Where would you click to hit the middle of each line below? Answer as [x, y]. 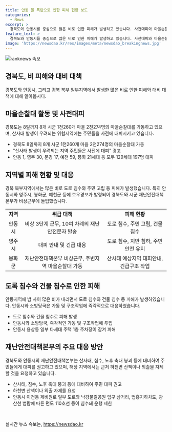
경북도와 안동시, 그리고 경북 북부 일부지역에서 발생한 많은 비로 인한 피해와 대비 [83, 90]
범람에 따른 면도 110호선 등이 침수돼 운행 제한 [67, 403]
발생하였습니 [153, 299]
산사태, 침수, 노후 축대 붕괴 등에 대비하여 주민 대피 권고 [67, 384]
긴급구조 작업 [135, 266]
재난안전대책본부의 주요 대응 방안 [54, 347]
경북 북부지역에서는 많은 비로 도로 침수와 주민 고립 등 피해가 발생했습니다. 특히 [83, 188]
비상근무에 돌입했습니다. [43, 201]
